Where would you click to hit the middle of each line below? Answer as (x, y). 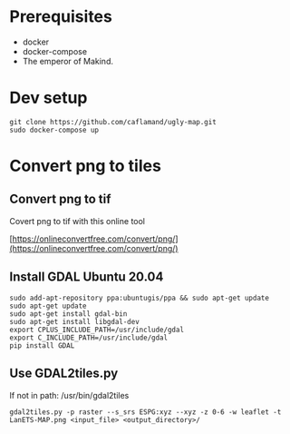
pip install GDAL (42, 345)
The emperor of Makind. (68, 61)
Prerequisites (61, 17)
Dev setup (48, 98)
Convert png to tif (60, 199)
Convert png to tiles (85, 166)
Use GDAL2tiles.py (64, 374)
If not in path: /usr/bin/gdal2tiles (69, 395)
